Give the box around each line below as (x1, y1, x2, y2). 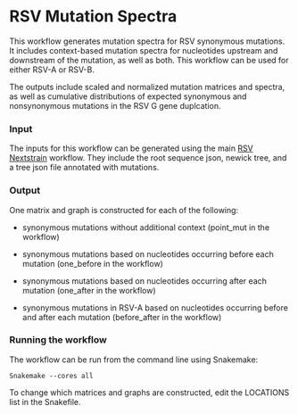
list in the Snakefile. (9, 396, 82, 407)
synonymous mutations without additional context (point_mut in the (21, 221, 270, 233)
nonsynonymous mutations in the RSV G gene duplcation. (9, 100, 221, 111)
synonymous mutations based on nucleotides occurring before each (21, 248, 274, 260)
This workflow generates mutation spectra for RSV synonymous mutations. (9, 36, 286, 46)
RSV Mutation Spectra (9, 6, 178, 27)
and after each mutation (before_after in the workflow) (21, 311, 222, 322)
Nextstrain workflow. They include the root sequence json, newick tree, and (9, 153, 287, 163)
